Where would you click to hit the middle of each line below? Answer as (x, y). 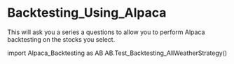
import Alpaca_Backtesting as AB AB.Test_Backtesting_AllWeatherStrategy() (117, 53)
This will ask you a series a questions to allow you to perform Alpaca (106, 32)
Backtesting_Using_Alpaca (87, 13)
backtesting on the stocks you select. (61, 39)
